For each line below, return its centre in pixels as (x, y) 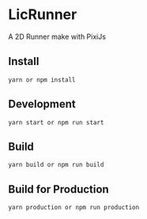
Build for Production (58, 189)
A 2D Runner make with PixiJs (57, 36)
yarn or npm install (42, 80)
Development (42, 104)
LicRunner (43, 15)
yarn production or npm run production (74, 208)
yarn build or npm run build (56, 165)
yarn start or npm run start (56, 122)
